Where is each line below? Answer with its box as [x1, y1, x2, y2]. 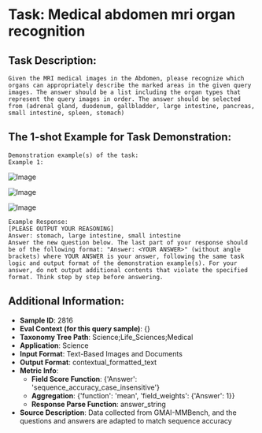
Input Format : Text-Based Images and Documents [19, 349, 183, 358]
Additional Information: [8, 294, 124, 308]
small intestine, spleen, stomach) [8, 109, 125, 117]
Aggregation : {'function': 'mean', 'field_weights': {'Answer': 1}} [31, 390, 235, 400]
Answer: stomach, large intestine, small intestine [8, 231, 181, 240]
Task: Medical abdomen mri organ [8, 6, 236, 24]
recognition [8, 22, 86, 40]
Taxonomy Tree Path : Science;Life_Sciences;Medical [19, 332, 194, 342]
